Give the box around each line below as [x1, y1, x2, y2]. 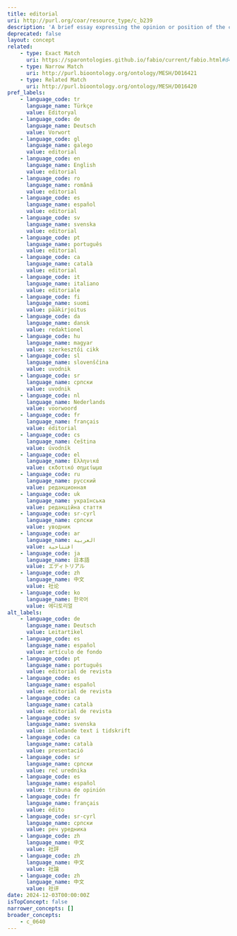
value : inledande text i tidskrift [25, 727, 131, 734]
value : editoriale [25, 287, 80, 294]
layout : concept [7, 37, 55, 44]
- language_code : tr [20, 96, 80, 103]
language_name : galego [25, 142, 93, 149]
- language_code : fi [20, 293, 80, 301]
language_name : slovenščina [25, 359, 109, 366]
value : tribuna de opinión [25, 787, 106, 794]
